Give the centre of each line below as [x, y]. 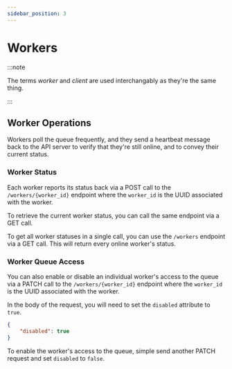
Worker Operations [49, 123]
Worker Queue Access [46, 262]
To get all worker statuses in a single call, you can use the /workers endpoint [116, 236]
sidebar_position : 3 [37, 13]
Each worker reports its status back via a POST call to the [89, 187]
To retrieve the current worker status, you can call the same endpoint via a [113, 215]
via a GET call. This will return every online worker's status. [92, 244]
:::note [16, 67]
